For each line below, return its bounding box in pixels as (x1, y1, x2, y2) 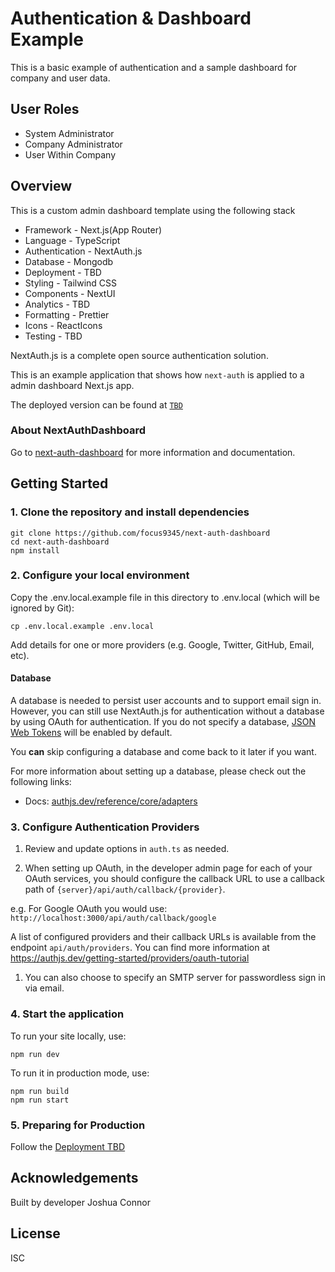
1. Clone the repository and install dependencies (10, 505, 250, 519)
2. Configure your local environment (10, 568, 190, 582)
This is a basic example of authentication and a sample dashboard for (10, 61, 298, 73)
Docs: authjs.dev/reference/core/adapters (24, 795, 198, 807)
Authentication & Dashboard (10, 7, 252, 30)
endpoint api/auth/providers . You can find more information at (10, 942, 270, 954)
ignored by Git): (10, 602, 75, 614)
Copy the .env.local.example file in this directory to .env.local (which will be (10, 591, 320, 603)
